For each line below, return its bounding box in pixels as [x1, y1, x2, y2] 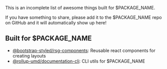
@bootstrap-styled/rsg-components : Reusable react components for [12, 47, 156, 53]
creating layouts [12, 52, 46, 58]
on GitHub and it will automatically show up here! [5, 20, 107, 25]
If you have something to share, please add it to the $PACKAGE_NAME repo [5, 14, 162, 20]
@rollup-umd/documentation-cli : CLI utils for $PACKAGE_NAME [12, 58, 145, 64]
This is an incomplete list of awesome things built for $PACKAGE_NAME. [5, 5, 155, 10]
